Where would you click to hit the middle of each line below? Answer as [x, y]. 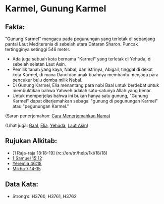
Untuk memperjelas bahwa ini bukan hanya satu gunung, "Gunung [80, 96]
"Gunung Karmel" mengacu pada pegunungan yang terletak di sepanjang [80, 39]
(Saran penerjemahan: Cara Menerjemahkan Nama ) [58, 116]
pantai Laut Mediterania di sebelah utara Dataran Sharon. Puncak [72, 44]
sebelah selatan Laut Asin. [39, 64]
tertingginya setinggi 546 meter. [38, 49]
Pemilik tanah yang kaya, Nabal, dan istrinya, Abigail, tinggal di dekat [82, 69]
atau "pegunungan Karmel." [41, 106]
